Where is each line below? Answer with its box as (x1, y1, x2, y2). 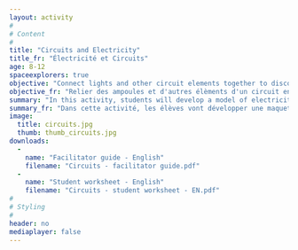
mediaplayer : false (9, 227, 82, 236)
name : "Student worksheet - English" (25, 178, 165, 187)
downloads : (9, 137, 50, 145)
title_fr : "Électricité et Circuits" (9, 54, 149, 63)
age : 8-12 (9, 63, 46, 72)
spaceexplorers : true (9, 71, 90, 80)
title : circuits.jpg (17, 121, 93, 129)
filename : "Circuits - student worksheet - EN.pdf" (25, 186, 220, 195)
